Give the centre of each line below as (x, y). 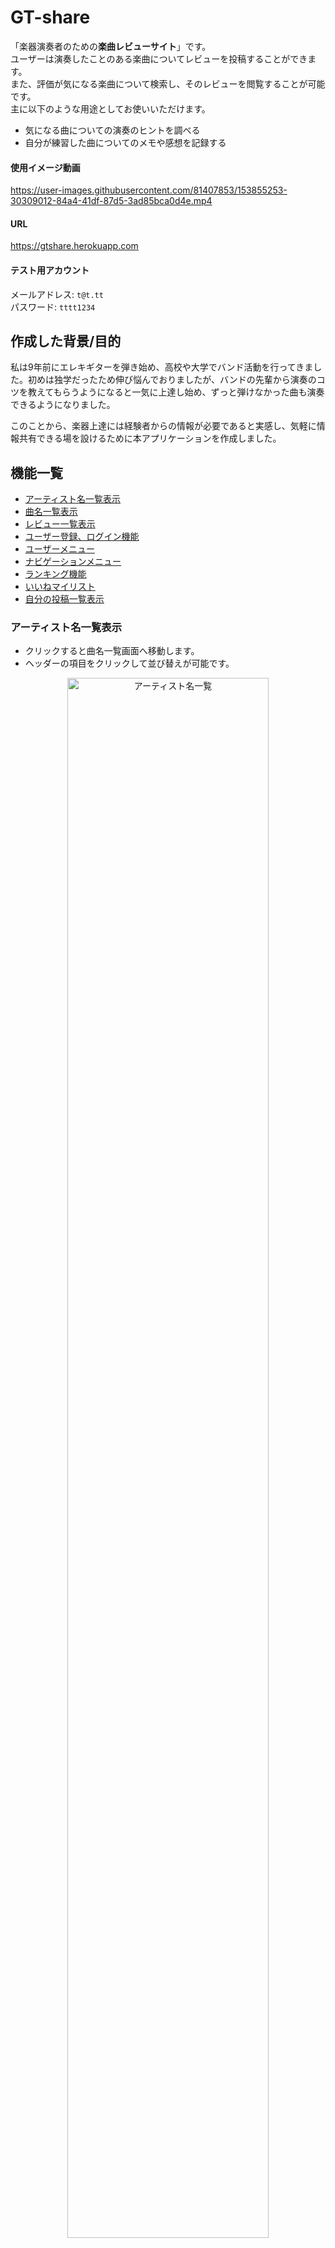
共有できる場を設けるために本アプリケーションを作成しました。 (150, 438)
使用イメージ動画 (45, 167)
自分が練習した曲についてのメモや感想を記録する (125, 142)
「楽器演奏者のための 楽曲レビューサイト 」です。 (111, 46)
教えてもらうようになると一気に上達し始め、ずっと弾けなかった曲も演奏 (176, 392)
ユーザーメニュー (59, 549)
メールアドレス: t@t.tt (57, 294)
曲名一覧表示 (51, 512)
